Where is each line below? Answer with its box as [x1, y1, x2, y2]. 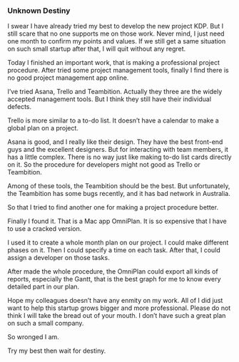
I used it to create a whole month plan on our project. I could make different [7, 238, 229, 247]
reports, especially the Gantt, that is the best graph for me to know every [7, 275, 221, 284]
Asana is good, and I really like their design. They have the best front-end [7, 138, 223, 146]
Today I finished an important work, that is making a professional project [7, 58, 220, 67]
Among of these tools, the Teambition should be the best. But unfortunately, [7, 182, 230, 190]
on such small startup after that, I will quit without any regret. [7, 45, 186, 53]
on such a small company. [7, 319, 84, 328]
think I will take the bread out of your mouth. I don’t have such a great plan [7, 311, 226, 320]
